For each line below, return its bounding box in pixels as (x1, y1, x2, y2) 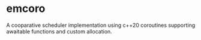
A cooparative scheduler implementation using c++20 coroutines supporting (6, 21, 196, 29)
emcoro (6, 2, 46, 16)
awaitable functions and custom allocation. (6, 27, 112, 35)
